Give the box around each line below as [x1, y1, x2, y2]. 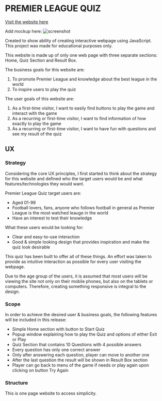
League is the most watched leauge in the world [12, 210, 108, 216]
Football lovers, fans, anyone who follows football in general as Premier [12, 204, 155, 211]
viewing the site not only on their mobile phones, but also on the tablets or [5, 278, 153, 284]
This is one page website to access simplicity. [5, 390, 97, 396]
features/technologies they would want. [5, 181, 84, 186]
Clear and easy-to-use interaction [12, 233, 80, 240]
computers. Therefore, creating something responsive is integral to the [5, 283, 146, 289]
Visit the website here [5, 19, 49, 25]
